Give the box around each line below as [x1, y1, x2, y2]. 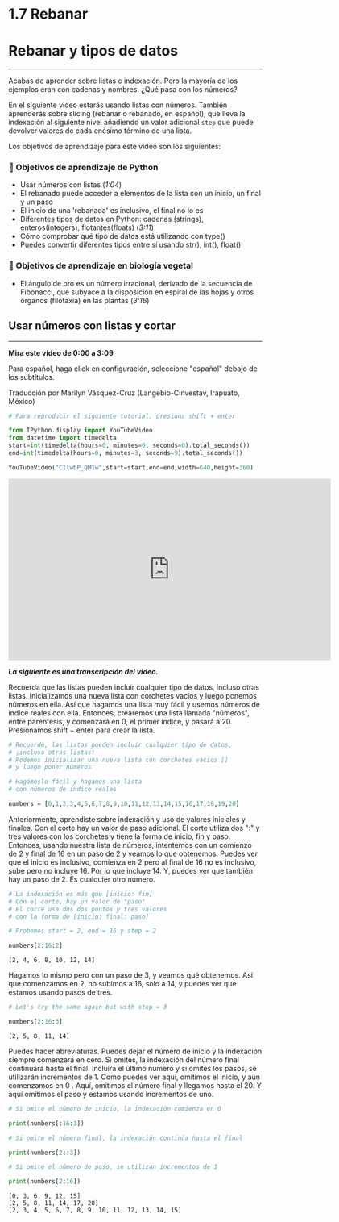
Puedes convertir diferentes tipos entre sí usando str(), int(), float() [19, 240, 242, 250]
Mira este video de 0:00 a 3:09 [8, 348, 114, 357]
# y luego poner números [8, 763, 92, 771]
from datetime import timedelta [8, 434, 117, 442]
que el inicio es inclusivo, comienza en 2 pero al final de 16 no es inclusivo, [8, 857, 257, 867]
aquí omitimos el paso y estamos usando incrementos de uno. [8, 1089, 214, 1099]
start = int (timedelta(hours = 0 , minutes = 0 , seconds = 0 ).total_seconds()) [8, 441, 250, 450]
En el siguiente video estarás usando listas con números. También [8, 100, 228, 110]
